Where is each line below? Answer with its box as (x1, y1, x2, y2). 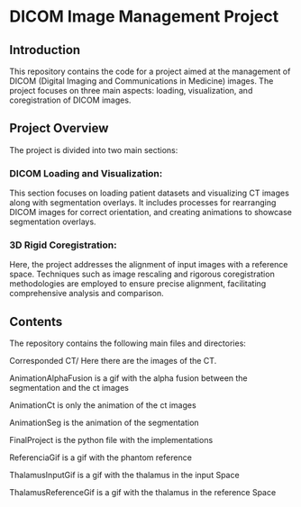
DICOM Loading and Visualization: (9, 167, 163, 179)
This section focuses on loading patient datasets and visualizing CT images (9, 187, 290, 199)
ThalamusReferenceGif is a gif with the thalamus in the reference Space (9, 487, 277, 498)
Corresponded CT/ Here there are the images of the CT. (9, 356, 217, 367)
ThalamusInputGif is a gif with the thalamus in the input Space (9, 470, 241, 481)
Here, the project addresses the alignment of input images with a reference (9, 259, 288, 270)
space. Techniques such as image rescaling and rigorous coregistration (9, 268, 275, 280)
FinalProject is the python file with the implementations (9, 435, 214, 446)
